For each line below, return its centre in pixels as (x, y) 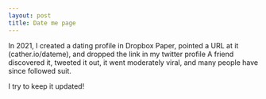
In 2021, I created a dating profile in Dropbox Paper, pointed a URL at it (123, 45)
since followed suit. (40, 70)
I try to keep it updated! (46, 86)
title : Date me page (42, 23)
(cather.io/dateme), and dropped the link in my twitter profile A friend (121, 54)
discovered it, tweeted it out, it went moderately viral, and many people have (133, 62)
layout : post (30, 15)
